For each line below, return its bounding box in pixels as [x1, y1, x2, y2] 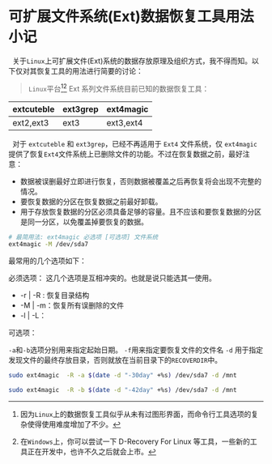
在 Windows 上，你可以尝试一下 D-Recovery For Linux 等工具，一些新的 [19, 436, 251, 446]
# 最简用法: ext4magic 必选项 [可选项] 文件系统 [8, 232, 159, 241]
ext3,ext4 [106, 117, 143, 128]
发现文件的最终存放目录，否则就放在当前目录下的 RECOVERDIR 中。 [8, 355, 223, 365]
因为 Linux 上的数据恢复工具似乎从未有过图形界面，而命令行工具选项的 [19, 410, 252, 419]
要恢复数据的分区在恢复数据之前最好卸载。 [19, 196, 163, 206]
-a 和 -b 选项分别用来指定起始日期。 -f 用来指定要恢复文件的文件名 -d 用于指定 [8, 345, 264, 355]
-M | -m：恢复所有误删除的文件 [19, 300, 125, 310]
